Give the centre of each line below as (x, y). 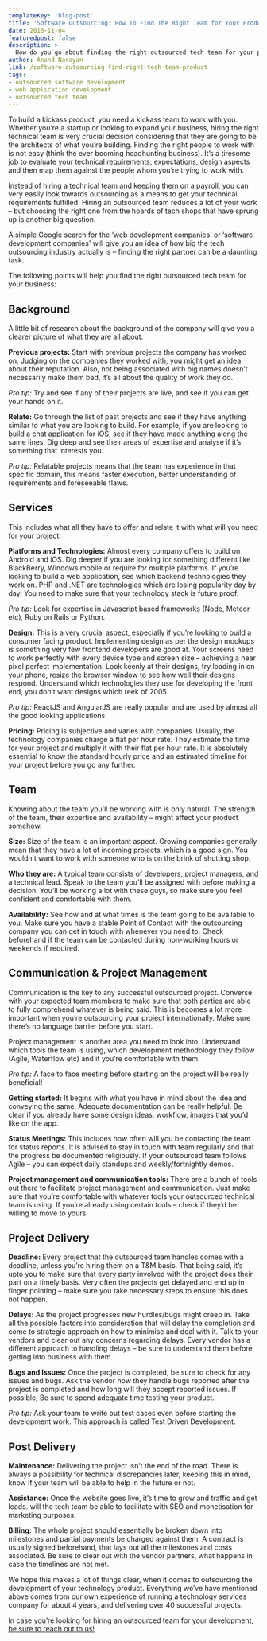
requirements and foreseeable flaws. (68, 483)
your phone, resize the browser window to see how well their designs (122, 675)
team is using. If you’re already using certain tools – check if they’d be (122, 1204)
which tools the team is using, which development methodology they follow (132, 1050)
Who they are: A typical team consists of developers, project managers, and (133, 873)
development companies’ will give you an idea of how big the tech (116, 243)
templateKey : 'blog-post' (51, 16)
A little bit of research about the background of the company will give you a (132, 329)
